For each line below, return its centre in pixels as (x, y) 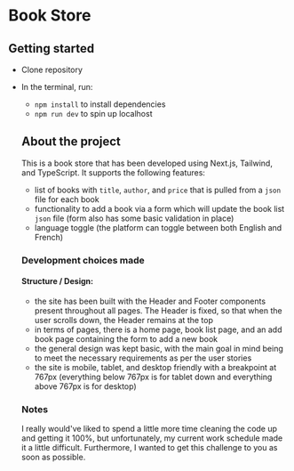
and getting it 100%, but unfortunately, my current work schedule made (152, 438)
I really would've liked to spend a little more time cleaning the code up (149, 429)
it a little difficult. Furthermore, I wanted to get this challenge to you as (149, 448)
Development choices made (83, 260)
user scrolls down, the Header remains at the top (124, 320)
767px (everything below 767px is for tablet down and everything (153, 377)
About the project (71, 142)
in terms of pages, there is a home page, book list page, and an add (158, 329)
